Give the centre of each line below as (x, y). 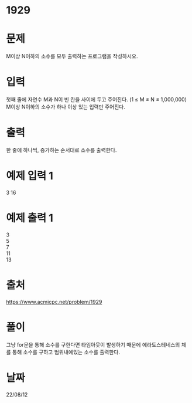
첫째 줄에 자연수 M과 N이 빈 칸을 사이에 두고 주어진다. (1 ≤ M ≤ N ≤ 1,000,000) (97, 100)
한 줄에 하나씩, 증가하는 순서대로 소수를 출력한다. (61, 150)
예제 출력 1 (30, 218)
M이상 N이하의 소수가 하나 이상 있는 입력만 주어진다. (66, 107)
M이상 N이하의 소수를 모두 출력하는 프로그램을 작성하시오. (72, 56)
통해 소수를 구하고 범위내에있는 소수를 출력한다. (66, 352)
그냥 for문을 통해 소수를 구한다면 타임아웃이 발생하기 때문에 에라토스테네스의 (93, 344)
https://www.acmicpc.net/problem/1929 (54, 302)
